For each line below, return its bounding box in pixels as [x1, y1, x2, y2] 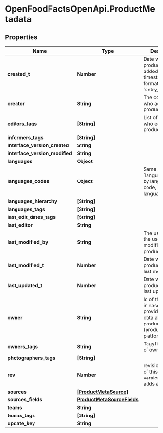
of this [143, 368, 158, 375]
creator [7, 100, 25, 107]
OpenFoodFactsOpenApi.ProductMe [5, 3, 155, 15]
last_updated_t [7, 282, 43, 289]
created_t [7, 71, 30, 77]
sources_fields [7, 397, 43, 403]
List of [143, 114, 158, 121]
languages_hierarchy [7, 198, 57, 205]
